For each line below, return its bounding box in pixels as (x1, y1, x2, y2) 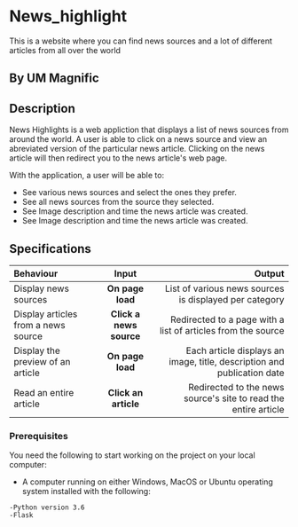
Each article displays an (185, 344, 285, 357)
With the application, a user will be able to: (9, 170, 165, 181)
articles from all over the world (9, 44, 122, 55)
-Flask (9, 511, 34, 520)
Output (254, 267, 285, 279)
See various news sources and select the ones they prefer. (21, 187, 238, 198)
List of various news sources (165, 282, 285, 295)
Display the (13, 344, 60, 357)
